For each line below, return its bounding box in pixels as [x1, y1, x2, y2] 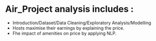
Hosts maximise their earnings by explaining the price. [12, 25, 124, 31]
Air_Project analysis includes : [5, 3, 134, 15]
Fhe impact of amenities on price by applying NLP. [12, 30, 116, 36]
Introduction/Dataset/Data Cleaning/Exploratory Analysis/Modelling [12, 20, 151, 26]
